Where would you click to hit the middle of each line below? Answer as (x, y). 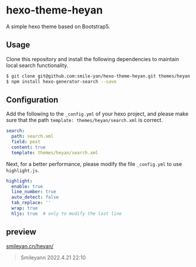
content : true (28, 147)
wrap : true (25, 208)
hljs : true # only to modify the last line (67, 214)
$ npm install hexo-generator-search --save (61, 82)
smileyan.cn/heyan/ (30, 246)
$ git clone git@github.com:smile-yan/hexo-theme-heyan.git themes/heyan (98, 76)
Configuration (32, 99)
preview (21, 232)
